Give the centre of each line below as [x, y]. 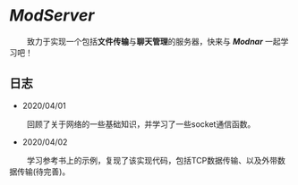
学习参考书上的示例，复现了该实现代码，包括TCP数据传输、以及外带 [152, 160]
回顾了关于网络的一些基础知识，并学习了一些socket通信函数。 [141, 124]
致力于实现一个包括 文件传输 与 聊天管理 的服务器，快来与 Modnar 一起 [154, 41]
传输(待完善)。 [43, 172]
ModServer [52, 16]
